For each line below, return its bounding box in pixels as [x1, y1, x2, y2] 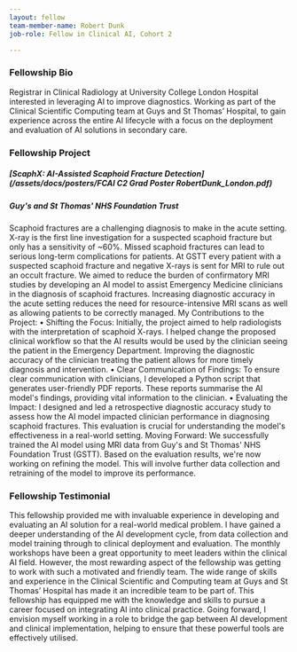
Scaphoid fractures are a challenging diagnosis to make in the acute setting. [9, 223, 287, 233]
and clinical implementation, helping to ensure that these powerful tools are [9, 623, 285, 634]
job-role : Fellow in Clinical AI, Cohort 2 [9, 29, 173, 38]
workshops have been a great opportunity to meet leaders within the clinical [9, 547, 288, 559]
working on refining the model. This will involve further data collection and [9, 458, 281, 468]
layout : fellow [9, 12, 66, 22]
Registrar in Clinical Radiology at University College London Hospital [9, 86, 259, 98]
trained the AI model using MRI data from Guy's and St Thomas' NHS [9, 439, 262, 450]
